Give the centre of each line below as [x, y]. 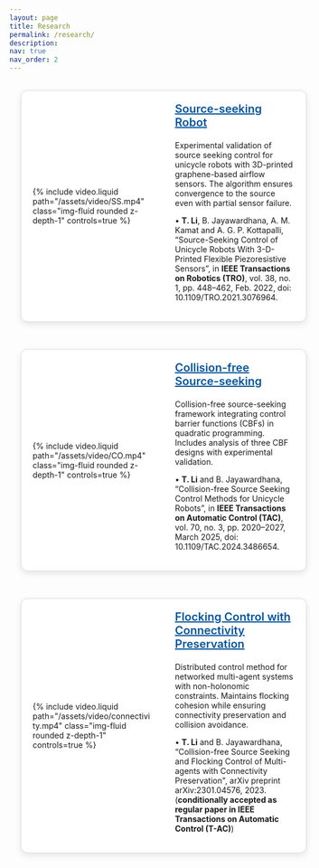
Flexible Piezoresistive [245, 259]
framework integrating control [230, 414]
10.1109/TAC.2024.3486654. [227, 547]
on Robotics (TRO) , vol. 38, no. [233, 278]
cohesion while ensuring [220, 705]
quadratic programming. [220, 433]
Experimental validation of [224, 145]
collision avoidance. [211, 725]
